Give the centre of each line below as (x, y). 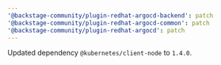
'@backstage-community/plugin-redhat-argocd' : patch (96, 30)
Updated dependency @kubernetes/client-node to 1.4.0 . (100, 53)
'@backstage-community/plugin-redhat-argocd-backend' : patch (110, 15)
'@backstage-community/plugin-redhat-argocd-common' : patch (109, 23)
